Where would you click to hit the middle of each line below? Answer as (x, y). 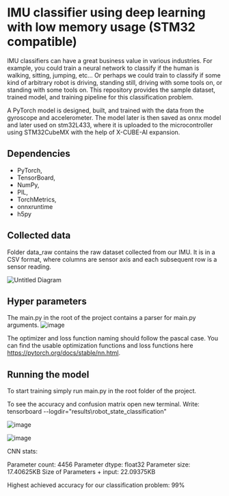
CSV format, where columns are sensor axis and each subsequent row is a (112, 259)
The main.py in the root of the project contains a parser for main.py (102, 318)
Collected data (39, 235)
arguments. (23, 325)
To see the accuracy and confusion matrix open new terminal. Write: (103, 404)
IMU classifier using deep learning (107, 13)
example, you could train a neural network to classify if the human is (103, 68)
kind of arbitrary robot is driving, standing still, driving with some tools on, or (115, 82)
